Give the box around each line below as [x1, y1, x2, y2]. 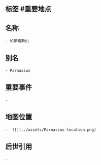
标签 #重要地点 [5, 5, 52, 14]
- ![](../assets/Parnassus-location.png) [5, 127, 96, 132]
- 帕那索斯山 [5, 39, 29, 44]
